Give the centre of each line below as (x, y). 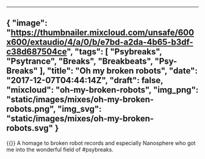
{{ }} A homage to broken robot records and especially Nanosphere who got (101, 143)
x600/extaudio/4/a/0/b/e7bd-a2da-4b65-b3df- (100, 43)
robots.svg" (30, 128)
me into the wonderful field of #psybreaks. (60, 149)
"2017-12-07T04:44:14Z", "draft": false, (85, 80)
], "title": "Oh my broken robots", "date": (119, 71)
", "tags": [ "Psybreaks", (114, 52)
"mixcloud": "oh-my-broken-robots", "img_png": (103, 90)
